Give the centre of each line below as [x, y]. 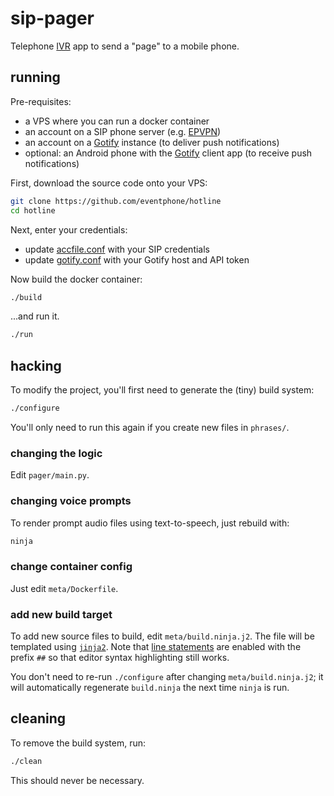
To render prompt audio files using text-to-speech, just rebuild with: [150, 523]
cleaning [38, 718]
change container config [71, 567]
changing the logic [56, 453]
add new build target [61, 614]
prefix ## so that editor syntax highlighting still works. [120, 657]
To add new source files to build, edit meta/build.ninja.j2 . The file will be [162, 636]
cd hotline [33, 210]
